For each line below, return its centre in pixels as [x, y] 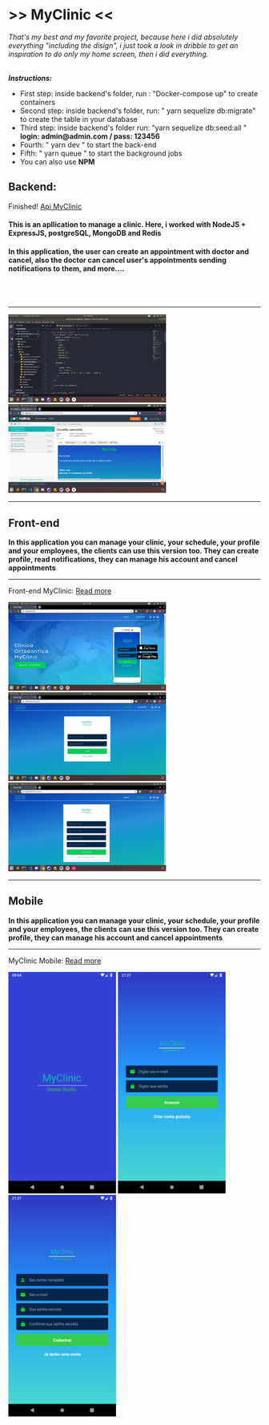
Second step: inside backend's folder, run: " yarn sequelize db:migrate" [138, 111]
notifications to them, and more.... [66, 268]
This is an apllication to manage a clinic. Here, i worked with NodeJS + [127, 225]
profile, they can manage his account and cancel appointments [115, 937]
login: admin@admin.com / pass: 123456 [90, 136]
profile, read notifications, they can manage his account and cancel [123, 560]
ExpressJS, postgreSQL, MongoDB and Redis [85, 233]
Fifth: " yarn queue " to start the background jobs [101, 153]
